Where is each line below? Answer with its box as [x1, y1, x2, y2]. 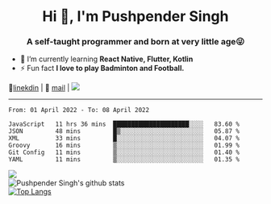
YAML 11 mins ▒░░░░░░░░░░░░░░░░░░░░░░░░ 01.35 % [8, 156, 240, 164]
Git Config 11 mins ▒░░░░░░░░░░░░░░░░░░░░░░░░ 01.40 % [8, 148, 240, 156]
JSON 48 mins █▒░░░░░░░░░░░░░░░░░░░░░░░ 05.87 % [8, 127, 240, 135]
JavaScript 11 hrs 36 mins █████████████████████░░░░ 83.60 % [8, 120, 240, 128]
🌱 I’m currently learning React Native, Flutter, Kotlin [19, 54, 194, 64]
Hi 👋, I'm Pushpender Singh [42, 7, 229, 26]
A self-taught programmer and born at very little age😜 [26, 36, 245, 48]
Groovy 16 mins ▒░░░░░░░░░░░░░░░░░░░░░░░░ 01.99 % [8, 141, 240, 150]
